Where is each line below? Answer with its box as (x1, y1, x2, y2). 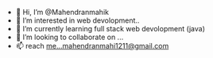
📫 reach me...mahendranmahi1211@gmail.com (15, 42, 169, 50)
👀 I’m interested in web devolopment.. (15, 16, 140, 25)
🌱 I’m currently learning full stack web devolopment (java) (15, 24, 205, 33)
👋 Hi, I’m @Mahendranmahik (15, 8, 110, 16)
